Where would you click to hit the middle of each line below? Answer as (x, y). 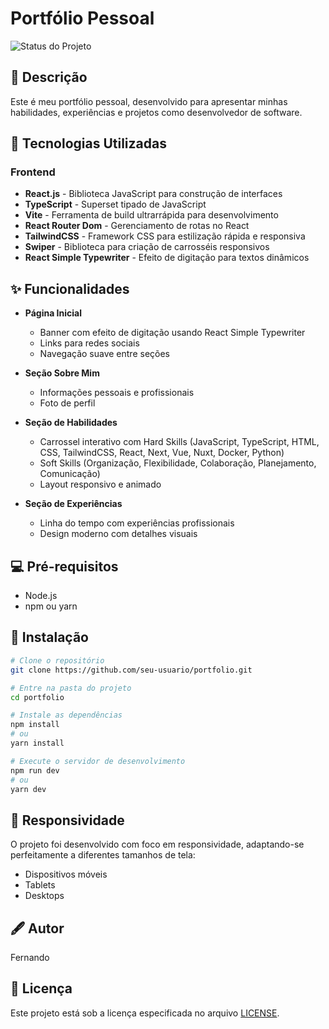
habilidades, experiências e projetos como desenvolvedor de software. (156, 112)
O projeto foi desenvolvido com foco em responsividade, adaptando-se (157, 844)
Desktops (44, 896)
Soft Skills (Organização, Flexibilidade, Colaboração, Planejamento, (178, 463)
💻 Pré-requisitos (64, 566)
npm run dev (35, 770)
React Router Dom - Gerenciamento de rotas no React (137, 226)
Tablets (40, 885)
